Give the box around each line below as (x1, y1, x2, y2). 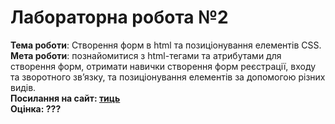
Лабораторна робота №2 (10, 6, 229, 29)
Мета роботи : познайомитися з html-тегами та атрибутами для (10, 49, 282, 61)
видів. (10, 81, 37, 93)
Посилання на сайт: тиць (10, 92, 121, 104)
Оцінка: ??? (10, 102, 62, 115)
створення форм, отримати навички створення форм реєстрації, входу (10, 60, 317, 72)
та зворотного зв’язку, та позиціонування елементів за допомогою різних (10, 71, 326, 83)
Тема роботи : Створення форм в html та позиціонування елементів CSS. (10, 39, 322, 51)
